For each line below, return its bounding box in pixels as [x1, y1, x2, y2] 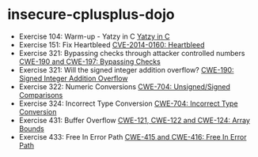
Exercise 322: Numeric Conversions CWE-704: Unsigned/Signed [18, 81, 230, 92]
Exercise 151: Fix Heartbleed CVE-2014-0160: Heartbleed [18, 39, 205, 49]
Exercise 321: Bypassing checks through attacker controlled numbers [18, 48, 245, 58]
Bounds [18, 124, 44, 133]
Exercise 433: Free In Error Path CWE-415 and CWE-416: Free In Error [18, 132, 247, 141]
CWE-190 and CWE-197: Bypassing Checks [18, 57, 161, 66]
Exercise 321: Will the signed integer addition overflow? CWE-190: [18, 65, 234, 74]
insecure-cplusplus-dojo [7, 6, 175, 24]
